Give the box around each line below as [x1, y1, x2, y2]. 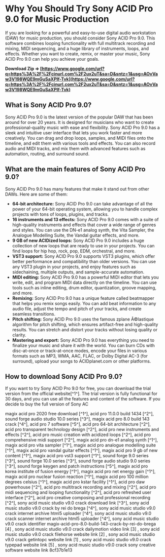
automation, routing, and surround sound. [5, 151, 90, 157]
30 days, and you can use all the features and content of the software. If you [5, 396, 161, 402]
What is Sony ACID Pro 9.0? [5, 101, 92, 109]
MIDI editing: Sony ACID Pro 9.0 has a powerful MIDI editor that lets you [12, 274, 159, 280]
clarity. [12, 332, 26, 338]
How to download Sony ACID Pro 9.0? [5, 372, 123, 381]
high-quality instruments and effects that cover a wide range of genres [12, 222, 156, 228]
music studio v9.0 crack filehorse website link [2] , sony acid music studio [5, 531, 155, 537]
